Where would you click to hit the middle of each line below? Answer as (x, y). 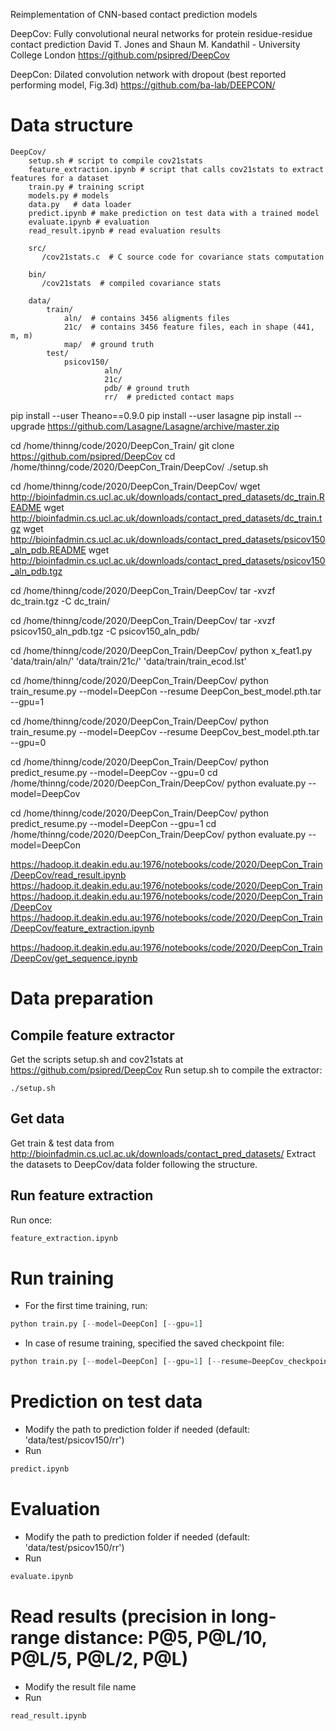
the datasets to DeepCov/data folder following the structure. (134, 1164)
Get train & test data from (62, 1143)
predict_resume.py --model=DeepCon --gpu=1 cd (113, 823)
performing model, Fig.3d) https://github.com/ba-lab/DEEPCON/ (143, 85)
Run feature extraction (82, 1195)
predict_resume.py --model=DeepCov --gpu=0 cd (114, 772)
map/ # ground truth (109, 344)
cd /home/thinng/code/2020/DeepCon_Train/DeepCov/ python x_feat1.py (161, 650)
